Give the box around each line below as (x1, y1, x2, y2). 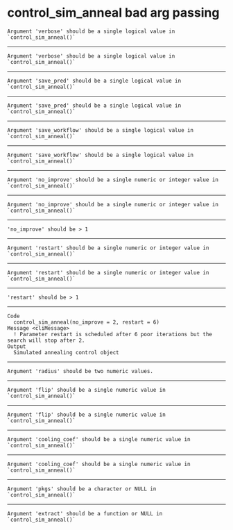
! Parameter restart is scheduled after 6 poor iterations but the (13, 331, 213, 338)
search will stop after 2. (7, 337, 85, 344)
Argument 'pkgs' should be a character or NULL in (7, 485, 157, 492)
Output (7, 342, 26, 350)
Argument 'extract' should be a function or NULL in (7, 510, 163, 517)
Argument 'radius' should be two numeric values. (7, 367, 154, 374)
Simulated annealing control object (13, 349, 119, 356)
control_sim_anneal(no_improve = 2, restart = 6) (13, 318, 159, 326)
